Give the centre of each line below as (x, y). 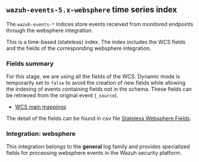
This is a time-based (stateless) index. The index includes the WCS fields (96, 42)
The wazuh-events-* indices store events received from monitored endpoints (100, 24)
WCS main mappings (41, 107)
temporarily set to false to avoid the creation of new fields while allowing (96, 83)
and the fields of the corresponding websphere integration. (79, 48)
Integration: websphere (41, 134)
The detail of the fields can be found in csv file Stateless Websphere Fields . (99, 119)
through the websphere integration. (50, 30)
